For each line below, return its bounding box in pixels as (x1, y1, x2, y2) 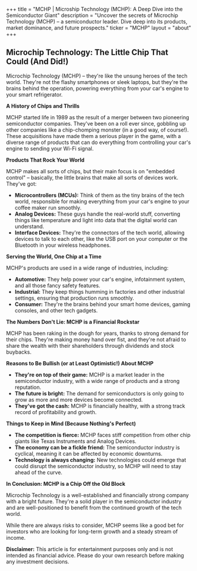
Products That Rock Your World (6, 156, 85, 163)
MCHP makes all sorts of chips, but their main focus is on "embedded (6, 167, 175, 174)
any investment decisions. (6, 558, 69, 565)
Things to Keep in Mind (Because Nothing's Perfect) (6, 420, 136, 427)
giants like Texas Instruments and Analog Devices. (14, 438, 137, 445)
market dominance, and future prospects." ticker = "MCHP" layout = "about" (6, 24, 192, 31)
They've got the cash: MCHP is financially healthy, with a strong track (14, 402, 185, 409)
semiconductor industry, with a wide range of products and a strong (14, 377, 180, 384)
